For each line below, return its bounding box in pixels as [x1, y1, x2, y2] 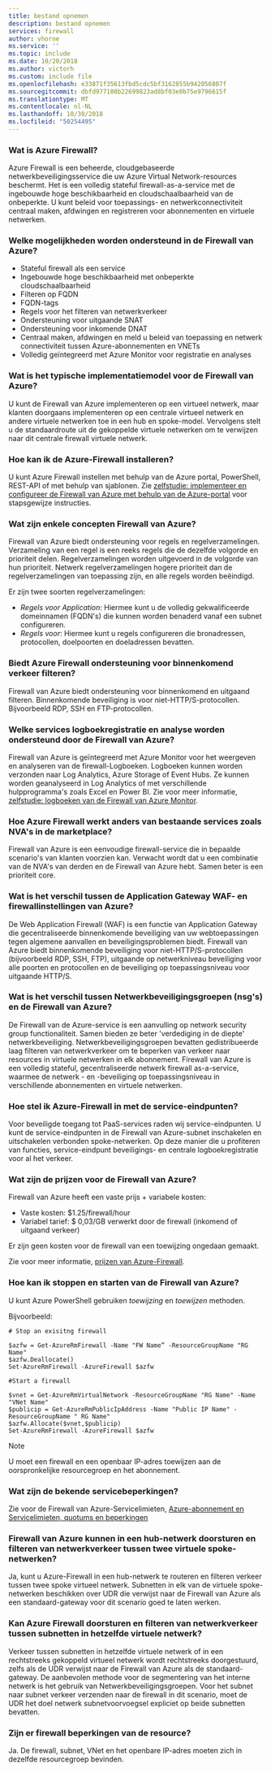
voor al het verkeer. [8, 1154, 74, 1163]
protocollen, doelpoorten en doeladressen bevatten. [19, 637, 195, 647]
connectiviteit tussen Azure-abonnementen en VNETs [19, 341, 200, 351]
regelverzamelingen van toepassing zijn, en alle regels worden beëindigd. [8, 571, 255, 581]
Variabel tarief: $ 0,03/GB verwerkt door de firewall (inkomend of [19, 1216, 238, 1227]
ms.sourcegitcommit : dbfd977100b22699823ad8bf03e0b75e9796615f [8, 87, 227, 96]
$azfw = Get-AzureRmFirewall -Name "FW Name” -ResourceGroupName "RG [8, 1341, 249, 1350]
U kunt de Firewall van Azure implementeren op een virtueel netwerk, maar [8, 399, 260, 409]
